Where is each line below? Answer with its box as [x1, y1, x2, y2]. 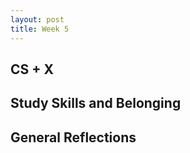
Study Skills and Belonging [10, 95, 182, 112]
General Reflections [10, 129, 137, 146]
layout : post [10, 14, 65, 25]
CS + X [10, 61, 54, 78]
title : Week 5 [10, 24, 70, 34]
